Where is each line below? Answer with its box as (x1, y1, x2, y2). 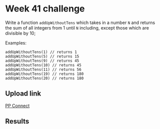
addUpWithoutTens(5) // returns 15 (5, 53, 79, 59)
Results (5, 117, 29, 125)
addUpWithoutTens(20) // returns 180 (5, 75, 84, 80)
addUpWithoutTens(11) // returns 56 (5, 67, 81, 72)
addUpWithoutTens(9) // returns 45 (5, 58, 79, 63)
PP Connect (5, 102, 30, 108)
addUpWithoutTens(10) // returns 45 (5, 62, 81, 67)
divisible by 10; (5, 30, 36, 36)
